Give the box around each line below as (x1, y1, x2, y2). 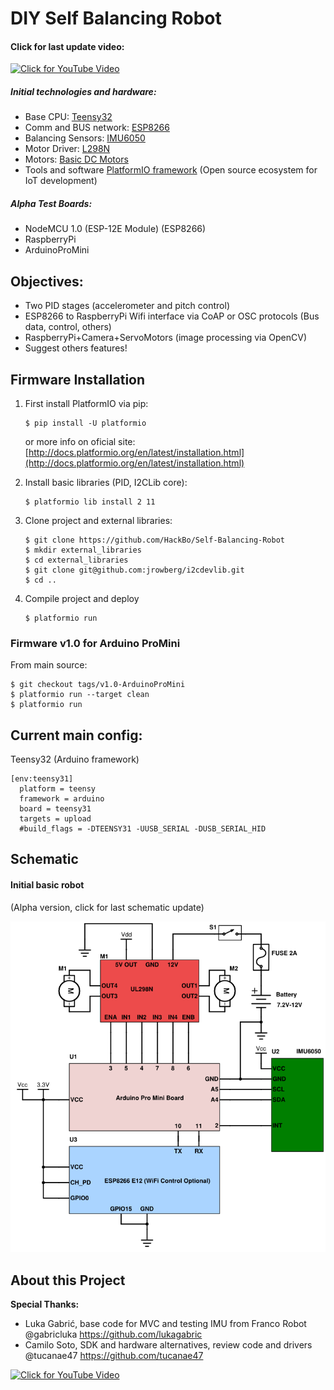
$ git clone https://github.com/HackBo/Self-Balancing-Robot (24, 535, 286, 545)
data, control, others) (24, 321, 112, 333)
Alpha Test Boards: (10, 197, 93, 209)
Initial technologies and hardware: (10, 85, 157, 97)
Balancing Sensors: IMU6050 (24, 132, 146, 144)
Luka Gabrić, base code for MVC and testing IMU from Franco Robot (24, 1318, 307, 1330)
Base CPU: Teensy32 (24, 111, 113, 123)
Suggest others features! (24, 342, 128, 354)
